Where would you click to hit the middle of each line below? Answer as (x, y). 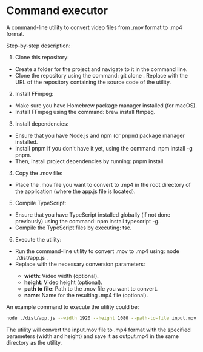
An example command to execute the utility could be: (73, 306)
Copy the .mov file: (38, 173)
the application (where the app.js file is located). (75, 191)
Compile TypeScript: (41, 203)
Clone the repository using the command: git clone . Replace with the (101, 75)
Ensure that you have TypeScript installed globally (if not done (93, 215)
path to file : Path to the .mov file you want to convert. (91, 288)
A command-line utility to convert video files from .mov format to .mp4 (95, 27)
